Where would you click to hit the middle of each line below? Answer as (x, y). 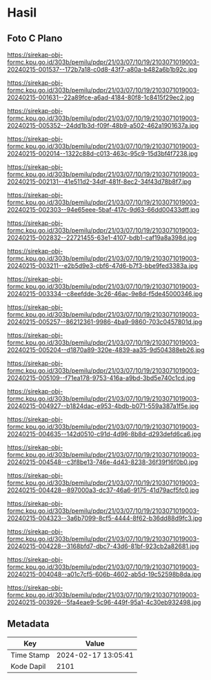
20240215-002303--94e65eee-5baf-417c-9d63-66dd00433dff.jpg (103, 210)
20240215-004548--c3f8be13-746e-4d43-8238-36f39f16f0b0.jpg (103, 462)
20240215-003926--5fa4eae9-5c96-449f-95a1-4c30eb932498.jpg (104, 602)
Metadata (28, 624)
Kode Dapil (28, 666)
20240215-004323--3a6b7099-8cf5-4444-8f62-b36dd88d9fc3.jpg (104, 518)
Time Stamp (30, 655)
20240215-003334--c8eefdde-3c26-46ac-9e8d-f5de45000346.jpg (105, 294)
